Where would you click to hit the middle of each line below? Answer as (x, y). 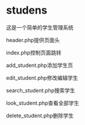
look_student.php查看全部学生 (43, 103)
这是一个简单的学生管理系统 (40, 27)
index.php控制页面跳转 (34, 52)
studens (27, 10)
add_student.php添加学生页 (40, 65)
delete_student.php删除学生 (40, 116)
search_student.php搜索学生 (41, 90)
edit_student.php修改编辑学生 (42, 78)
